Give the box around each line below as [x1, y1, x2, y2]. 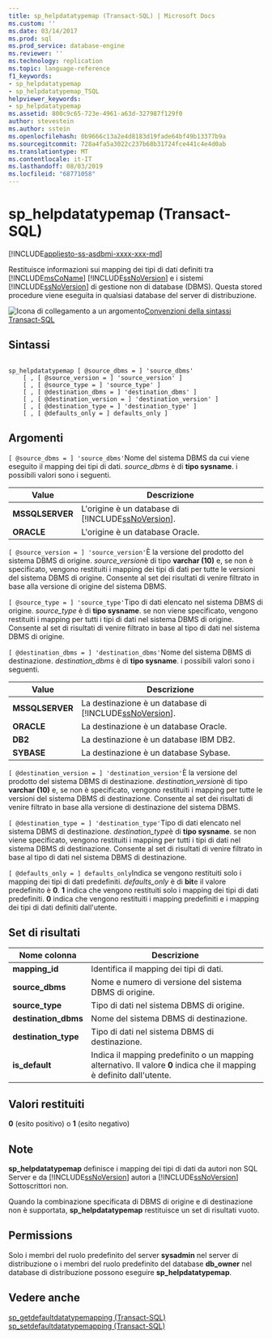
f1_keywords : [8, 72, 53, 80]
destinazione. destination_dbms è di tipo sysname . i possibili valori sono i [8, 655, 255, 665]
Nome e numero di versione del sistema [91, 977, 242, 988]
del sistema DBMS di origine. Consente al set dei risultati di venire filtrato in [8, 573, 260, 582]
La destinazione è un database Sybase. [80, 747, 231, 758]
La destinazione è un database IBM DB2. [80, 734, 236, 745]
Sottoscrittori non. [8, 1181, 69, 1191]
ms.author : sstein [8, 125, 70, 133]
